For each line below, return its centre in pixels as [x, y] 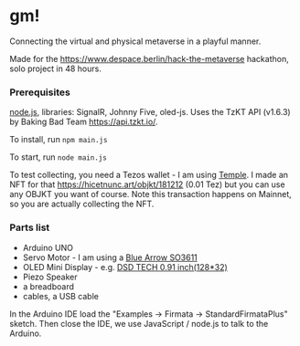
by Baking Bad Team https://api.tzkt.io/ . [84, 122]
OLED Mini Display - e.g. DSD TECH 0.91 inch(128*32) [125, 267]
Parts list [30, 227]
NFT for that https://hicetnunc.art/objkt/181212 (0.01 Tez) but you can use [147, 184]
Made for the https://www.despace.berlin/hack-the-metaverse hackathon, [150, 58]
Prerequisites [40, 92]
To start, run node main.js [58, 157]
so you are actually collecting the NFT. [82, 204]
